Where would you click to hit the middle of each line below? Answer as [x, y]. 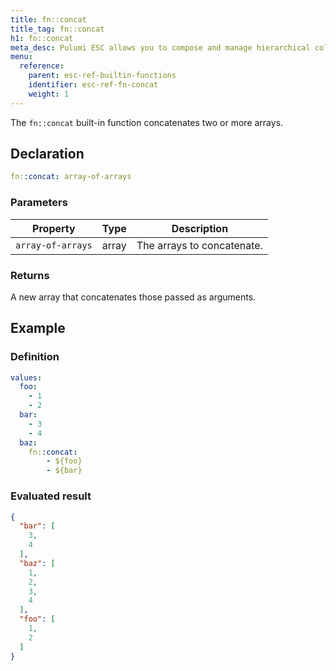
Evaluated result [51, 496]
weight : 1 [49, 94]
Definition [35, 357]
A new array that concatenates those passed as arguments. [133, 297]
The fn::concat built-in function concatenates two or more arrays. [147, 122]
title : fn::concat [48, 19]
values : [26, 377]
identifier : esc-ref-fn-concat [93, 85]
